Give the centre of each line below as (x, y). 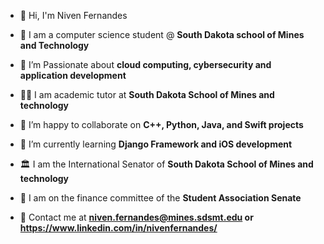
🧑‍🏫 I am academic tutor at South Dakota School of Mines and (147, 94)
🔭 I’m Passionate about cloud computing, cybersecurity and (145, 64)
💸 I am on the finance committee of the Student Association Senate (160, 198)
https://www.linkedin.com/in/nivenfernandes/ (118, 228)
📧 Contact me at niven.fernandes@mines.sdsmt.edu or (136, 217)
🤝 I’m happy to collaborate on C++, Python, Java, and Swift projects (161, 124)
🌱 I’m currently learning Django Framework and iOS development (156, 144)
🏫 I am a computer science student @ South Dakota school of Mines (162, 34)
